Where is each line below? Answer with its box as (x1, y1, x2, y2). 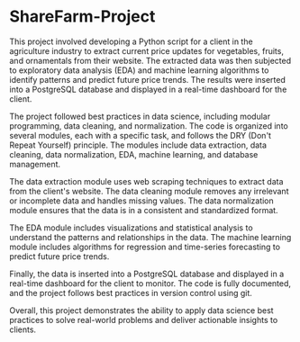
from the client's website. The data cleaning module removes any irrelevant (9, 185, 289, 196)
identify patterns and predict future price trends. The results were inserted (9, 74, 286, 85)
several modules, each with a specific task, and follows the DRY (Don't (9, 130, 272, 140)
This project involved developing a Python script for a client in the (9, 36, 254, 47)
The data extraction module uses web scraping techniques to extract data (9, 175, 284, 186)
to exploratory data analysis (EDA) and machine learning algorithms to (9, 65, 269, 76)
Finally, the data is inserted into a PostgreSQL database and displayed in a (9, 268, 285, 279)
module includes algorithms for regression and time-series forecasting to (9, 241, 281, 252)
